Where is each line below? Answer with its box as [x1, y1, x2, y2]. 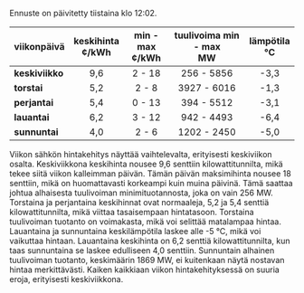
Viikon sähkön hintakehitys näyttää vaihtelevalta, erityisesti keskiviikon [9, 149, 273, 159]
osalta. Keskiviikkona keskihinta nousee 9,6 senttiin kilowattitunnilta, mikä [9, 158, 283, 169]
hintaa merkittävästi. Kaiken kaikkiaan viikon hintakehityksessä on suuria [9, 264, 280, 275]
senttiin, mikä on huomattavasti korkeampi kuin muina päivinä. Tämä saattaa [9, 178, 293, 188]
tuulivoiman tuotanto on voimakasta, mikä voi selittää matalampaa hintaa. [9, 216, 282, 227]
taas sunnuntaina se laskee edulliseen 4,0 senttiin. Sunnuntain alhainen [9, 245, 275, 256]
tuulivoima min [174, 29, 240, 42]
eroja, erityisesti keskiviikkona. [9, 274, 124, 284]
